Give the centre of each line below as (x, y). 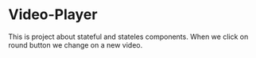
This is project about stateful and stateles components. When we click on (128, 37)
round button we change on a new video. (76, 44)
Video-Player (53, 15)
